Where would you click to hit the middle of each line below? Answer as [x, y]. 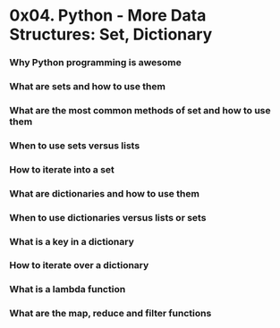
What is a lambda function [68, 290]
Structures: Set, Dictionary [111, 34]
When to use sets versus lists [75, 146]
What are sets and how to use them [87, 87]
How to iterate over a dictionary [79, 265]
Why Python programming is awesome [95, 63]
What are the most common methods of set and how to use [140, 110]
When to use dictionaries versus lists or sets [108, 217]
